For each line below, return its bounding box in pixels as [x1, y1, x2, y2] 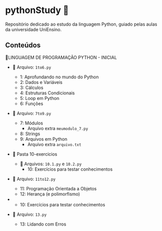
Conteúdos [5, 41, 41, 50]
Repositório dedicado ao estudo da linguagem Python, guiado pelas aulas [5, 21, 157, 27]
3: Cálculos [20, 84, 44, 90]
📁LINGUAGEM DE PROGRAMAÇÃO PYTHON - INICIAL [5, 54, 117, 60]
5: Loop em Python [20, 95, 59, 101]
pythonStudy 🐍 [5, 5, 69, 16]
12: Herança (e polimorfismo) [20, 191, 80, 197]
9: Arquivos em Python [20, 136, 68, 142]
